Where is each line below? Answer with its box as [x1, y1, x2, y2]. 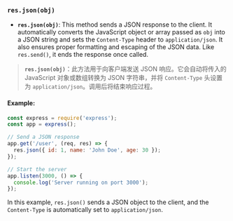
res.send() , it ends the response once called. [17, 51, 149, 59]
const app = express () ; [7, 121, 77, 128]
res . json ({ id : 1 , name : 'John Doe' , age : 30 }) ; [13, 147, 162, 154]
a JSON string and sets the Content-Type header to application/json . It [17, 35, 223, 44]
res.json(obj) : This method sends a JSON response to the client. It [17, 20, 213, 29]
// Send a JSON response [7, 133, 80, 141]
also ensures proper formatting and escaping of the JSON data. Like [17, 43, 215, 51]
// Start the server [7, 166, 68, 173]
